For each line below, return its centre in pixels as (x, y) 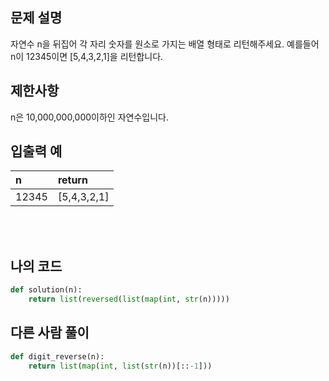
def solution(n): (46, 290)
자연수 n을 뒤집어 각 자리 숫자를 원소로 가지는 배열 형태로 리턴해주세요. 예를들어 (165, 44)
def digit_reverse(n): (57, 356)
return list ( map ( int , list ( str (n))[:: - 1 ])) (120, 366)
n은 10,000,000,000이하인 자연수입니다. (89, 117)
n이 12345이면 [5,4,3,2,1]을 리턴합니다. (87, 56)
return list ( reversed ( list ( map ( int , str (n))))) (129, 299)
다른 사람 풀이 (50, 333)
